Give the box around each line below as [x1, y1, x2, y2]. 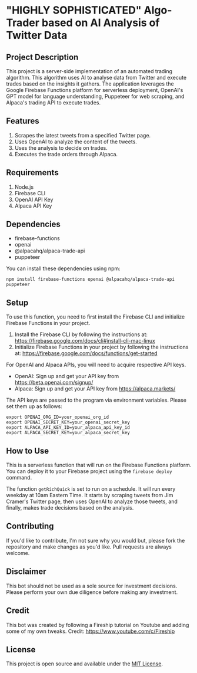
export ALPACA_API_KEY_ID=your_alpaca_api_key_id [6, 425, 131, 431]
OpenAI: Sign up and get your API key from [14, 373, 119, 380]
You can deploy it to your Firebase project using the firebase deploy [6, 468, 172, 475]
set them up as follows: [6, 403, 63, 410]
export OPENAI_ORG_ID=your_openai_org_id [6, 414, 109, 421]
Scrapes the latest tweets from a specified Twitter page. [14, 132, 151, 139]
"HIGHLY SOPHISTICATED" [6, 4, 142, 17]
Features [6, 116, 39, 126]
